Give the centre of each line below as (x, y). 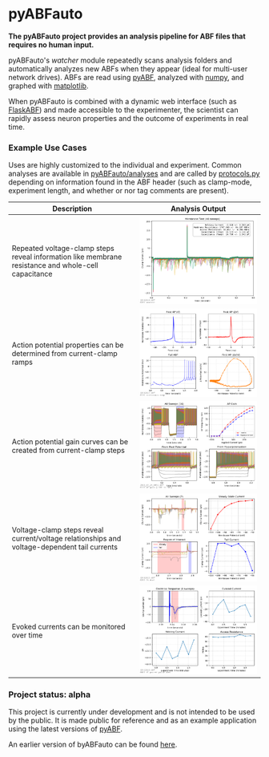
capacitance (32, 273)
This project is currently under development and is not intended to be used (132, 712)
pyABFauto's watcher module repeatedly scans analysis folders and (120, 60)
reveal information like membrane (67, 257)
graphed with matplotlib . (48, 86)
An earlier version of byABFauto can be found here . (93, 745)
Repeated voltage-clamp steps (63, 248)
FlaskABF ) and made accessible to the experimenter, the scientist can (123, 110)
